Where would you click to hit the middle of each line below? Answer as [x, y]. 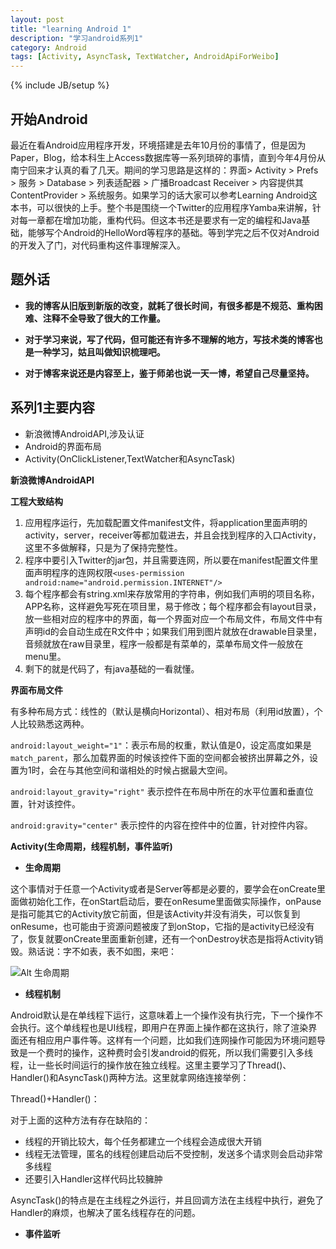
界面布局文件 [36, 690]
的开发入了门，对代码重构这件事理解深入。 [98, 245]
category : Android [48, 47]
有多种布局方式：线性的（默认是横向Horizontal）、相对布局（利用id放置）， [162, 711]
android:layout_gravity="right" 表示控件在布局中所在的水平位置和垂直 [157, 791]
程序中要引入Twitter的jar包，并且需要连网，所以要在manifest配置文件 [167, 560]
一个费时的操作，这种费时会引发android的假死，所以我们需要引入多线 [170, 1052]
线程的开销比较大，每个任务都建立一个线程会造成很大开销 [143, 1141]
